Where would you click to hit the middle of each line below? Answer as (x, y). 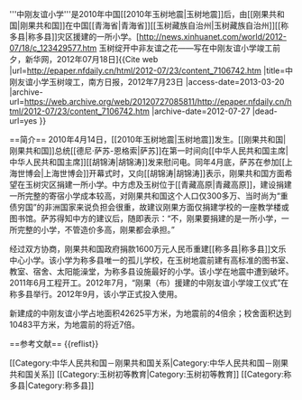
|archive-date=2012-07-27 (201, 111)
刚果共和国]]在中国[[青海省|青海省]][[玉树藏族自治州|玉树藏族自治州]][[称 (154, 25)
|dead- (265, 111)
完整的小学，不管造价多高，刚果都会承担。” (96, 230)
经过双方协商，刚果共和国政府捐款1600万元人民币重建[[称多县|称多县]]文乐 (148, 249)
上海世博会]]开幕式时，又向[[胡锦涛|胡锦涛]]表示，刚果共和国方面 (164, 173)
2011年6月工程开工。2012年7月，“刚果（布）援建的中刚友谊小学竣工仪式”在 (149, 283)
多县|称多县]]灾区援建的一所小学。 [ (74, 37)
